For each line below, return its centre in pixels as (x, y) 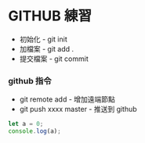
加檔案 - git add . (47, 48)
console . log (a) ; (34, 131)
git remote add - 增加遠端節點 (67, 99)
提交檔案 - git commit (54, 59)
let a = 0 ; (26, 124)
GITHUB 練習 (50, 16)
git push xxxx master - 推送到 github (78, 109)
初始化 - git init (43, 39)
